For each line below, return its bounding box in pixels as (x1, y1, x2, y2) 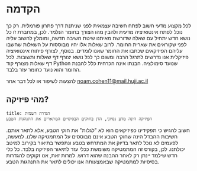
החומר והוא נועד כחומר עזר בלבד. (6, 66, 81, 73)
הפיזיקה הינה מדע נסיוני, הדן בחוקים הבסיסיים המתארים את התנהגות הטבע (6, 115, 153, 122)
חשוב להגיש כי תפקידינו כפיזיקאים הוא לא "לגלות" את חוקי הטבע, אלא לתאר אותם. (6, 127, 190, 134)
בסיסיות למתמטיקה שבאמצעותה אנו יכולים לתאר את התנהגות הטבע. (6, 158, 160, 165)
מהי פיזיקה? (6, 95, 49, 105)
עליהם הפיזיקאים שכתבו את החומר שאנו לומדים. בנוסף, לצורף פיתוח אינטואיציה (6, 47, 183, 54)
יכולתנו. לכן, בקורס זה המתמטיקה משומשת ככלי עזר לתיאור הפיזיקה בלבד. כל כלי (6, 145, 185, 153)
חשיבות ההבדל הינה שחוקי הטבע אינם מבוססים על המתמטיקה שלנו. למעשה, (6, 133, 178, 140)
